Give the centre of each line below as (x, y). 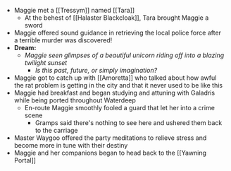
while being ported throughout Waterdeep (75, 100)
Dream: (25, 48)
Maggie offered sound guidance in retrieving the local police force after (118, 33)
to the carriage (57, 130)
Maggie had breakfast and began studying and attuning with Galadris (114, 93)
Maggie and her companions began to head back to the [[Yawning (110, 153)
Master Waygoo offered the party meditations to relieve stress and (110, 138)
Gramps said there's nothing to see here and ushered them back (129, 123)
